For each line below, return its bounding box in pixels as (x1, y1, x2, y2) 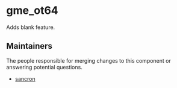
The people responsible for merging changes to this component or (6, 57, 172, 64)
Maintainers (6, 41, 53, 51)
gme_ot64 (6, 4, 58, 17)
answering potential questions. (6, 63, 82, 71)
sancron (14, 75, 36, 82)
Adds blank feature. (6, 24, 55, 31)
